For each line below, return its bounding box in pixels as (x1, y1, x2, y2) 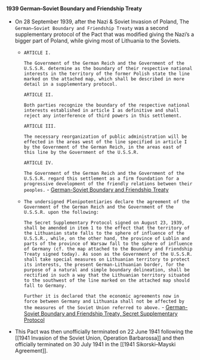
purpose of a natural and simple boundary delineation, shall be (23, 267, 190, 273)
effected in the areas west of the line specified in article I (23, 139, 187, 145)
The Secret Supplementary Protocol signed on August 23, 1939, (23, 220, 185, 226)
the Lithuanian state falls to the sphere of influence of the (23, 231, 185, 237)
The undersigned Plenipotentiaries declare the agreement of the (23, 199, 190, 205)
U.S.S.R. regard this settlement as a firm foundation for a (23, 176, 179, 182)
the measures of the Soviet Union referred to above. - (23, 304, 165, 311)
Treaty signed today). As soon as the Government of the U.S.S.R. (23, 252, 193, 258)
